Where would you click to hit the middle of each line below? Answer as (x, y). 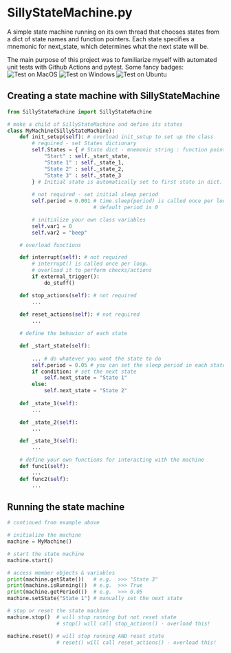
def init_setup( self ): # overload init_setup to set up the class (117, 137)
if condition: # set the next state (84, 372)
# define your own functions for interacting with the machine (112, 460)
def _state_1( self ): (49, 403)
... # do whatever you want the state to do (97, 358)
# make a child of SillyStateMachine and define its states (95, 124)
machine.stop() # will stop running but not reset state (92, 617)
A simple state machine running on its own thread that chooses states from (113, 32)
